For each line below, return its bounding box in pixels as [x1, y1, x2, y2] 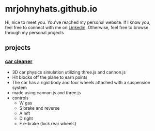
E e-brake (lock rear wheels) [19, 120, 77, 126]
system [12, 85, 27, 90]
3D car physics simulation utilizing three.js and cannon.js [12, 69, 126, 75]
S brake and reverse [19, 105, 60, 111]
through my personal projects [5, 29, 64, 35]
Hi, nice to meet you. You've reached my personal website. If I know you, [5, 19, 151, 25]
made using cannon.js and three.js [12, 89, 81, 95]
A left [19, 110, 31, 116]
